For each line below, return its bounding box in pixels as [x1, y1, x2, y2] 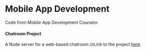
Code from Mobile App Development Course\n [5, 19, 98, 25]
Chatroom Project [5, 31, 42, 36]
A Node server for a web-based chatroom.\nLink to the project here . [5, 41, 142, 47]
